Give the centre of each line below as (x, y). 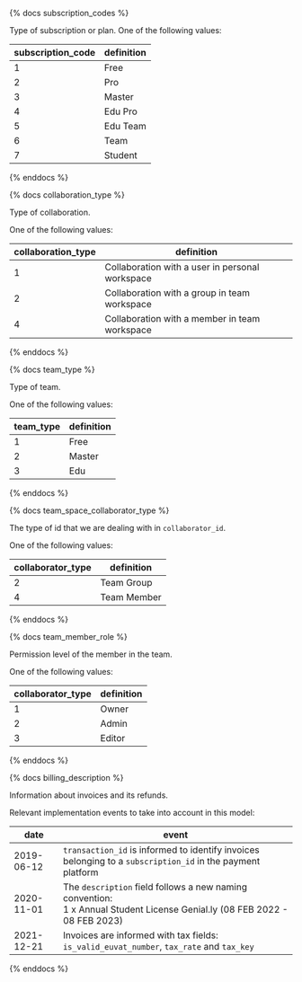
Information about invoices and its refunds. (89, 795)
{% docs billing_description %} (67, 778)
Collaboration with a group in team (177, 293)
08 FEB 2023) (93, 920)
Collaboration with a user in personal (182, 267)
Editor (113, 738)
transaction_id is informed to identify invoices (161, 850)
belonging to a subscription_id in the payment (161, 861)
